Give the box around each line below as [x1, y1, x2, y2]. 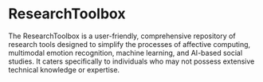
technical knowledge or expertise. [8, 64, 120, 74]
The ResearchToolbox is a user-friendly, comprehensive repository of [8, 31, 237, 41]
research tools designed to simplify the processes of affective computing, [8, 39, 251, 49]
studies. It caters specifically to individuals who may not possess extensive [8, 57, 255, 66]
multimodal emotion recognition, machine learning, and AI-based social [8, 48, 243, 57]
